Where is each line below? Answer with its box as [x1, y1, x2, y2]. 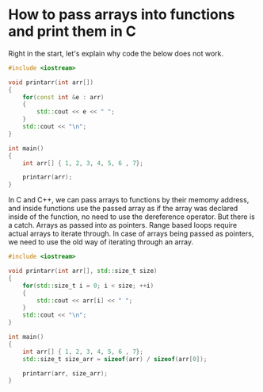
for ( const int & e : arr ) [22, 93, 105, 101]
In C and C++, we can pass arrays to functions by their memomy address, [8, 195, 250, 205]
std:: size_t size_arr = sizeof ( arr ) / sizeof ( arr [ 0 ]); [22, 355, 208, 363]
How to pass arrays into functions [8, 6, 235, 24]
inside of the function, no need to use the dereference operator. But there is [8, 212, 255, 221]
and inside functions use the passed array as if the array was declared [8, 204, 238, 213]
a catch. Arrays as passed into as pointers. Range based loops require [8, 221, 238, 230]
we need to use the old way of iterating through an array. [8, 237, 194, 247]
